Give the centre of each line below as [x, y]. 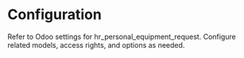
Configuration [55, 15]
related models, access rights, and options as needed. [96, 44]
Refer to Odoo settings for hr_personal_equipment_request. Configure [122, 37]
